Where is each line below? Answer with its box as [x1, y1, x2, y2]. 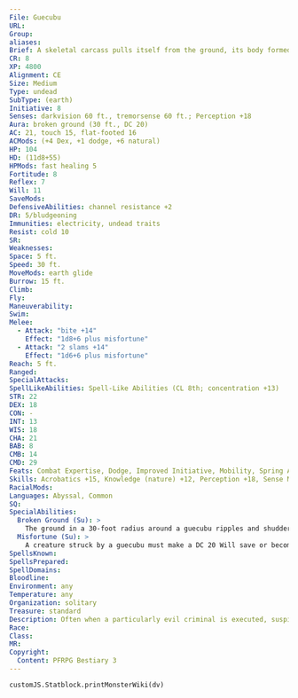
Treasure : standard [9, 607, 82, 616]
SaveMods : [9, 194, 46, 204]
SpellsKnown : [9, 549, 58, 558]
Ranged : [9, 367, 38, 377]
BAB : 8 [9, 442, 34, 451]
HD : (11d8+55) [9, 153, 62, 162]
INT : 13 [9, 417, 38, 426]
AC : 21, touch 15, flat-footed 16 [9, 129, 137, 137]
